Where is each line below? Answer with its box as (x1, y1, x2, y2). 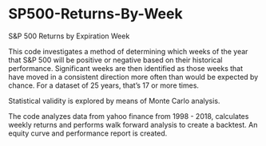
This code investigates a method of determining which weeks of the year (8, 46, 248, 56)
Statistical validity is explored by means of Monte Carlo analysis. (8, 96, 220, 105)
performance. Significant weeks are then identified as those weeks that (8, 63, 244, 73)
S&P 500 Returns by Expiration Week (8, 31, 130, 41)
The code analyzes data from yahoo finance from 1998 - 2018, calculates (8, 111, 249, 120)
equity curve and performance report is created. (8, 128, 168, 138)
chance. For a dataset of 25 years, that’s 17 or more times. (8, 81, 200, 90)
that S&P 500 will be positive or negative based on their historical (8, 55, 223, 65)
